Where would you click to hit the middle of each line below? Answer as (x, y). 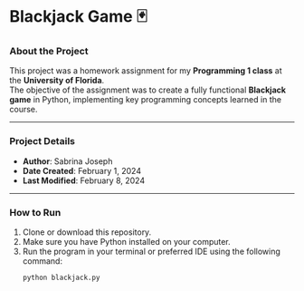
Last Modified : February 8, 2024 (84, 180)
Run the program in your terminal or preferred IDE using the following (151, 252)
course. (24, 110)
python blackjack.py (61, 278)
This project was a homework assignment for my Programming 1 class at (146, 71)
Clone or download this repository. (87, 232)
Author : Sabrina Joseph (67, 161)
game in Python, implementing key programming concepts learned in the (146, 100)
